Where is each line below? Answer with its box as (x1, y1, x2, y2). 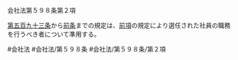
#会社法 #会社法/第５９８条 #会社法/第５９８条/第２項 (7, 45, 166, 53)
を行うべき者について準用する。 (7, 30, 101, 38)
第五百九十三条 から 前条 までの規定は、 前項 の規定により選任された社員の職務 (7, 21, 231, 30)
